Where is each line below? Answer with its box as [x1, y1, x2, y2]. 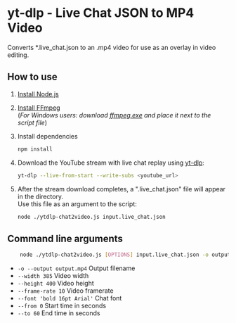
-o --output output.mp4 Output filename [17, 264, 136, 272]
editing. [7, 51, 29, 59]
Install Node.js [17, 89, 59, 98]
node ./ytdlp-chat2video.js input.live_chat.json [17, 213, 166, 220]
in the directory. [17, 192, 64, 201]
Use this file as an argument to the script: [17, 199, 137, 208]
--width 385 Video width [17, 272, 89, 280]
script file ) [17, 118, 48, 127]
